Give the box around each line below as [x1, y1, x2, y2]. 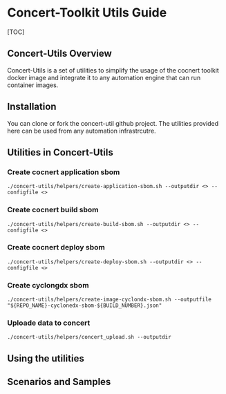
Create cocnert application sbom [7, 167, 120, 177]
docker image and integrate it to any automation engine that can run [7, 73, 201, 82]
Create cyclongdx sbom [7, 280, 89, 290]
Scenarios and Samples [7, 376, 111, 388]
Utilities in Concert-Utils [7, 147, 114, 158]
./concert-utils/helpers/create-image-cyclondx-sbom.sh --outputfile [7, 296, 212, 303]
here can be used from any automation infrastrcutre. [7, 126, 157, 135]
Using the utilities [7, 353, 84, 364]
